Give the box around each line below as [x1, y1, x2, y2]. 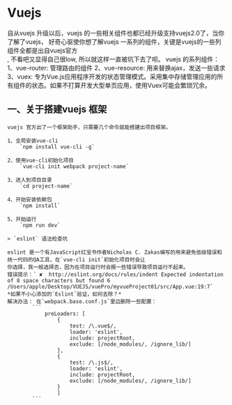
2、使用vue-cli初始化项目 [7, 157, 75, 164]
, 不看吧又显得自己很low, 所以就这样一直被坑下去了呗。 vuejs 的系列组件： [7, 54, 219, 63]
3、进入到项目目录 [7, 176, 52, 183]
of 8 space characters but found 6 [7, 277, 111, 284]
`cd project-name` [20, 183, 73, 190]
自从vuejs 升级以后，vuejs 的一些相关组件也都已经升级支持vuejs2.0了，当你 [7, 29, 225, 37]
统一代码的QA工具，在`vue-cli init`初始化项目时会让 [7, 256, 146, 263]
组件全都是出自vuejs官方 [7, 46, 78, 54]
